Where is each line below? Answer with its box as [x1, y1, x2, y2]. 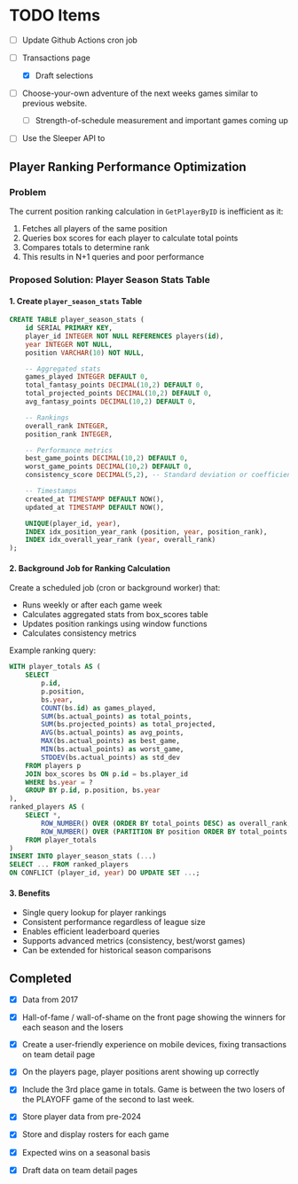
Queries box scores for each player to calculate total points [21, 232, 239, 243]
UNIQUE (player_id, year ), [25, 519, 122, 528]
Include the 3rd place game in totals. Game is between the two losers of [21, 1084, 286, 1095]
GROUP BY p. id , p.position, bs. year [25, 786, 161, 795]
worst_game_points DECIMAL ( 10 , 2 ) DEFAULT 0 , [25, 462, 192, 471]
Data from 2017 [21, 994, 78, 1005]
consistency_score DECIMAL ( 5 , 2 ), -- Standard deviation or [25, 471, 248, 480]
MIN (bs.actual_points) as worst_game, [41, 745, 184, 754]
